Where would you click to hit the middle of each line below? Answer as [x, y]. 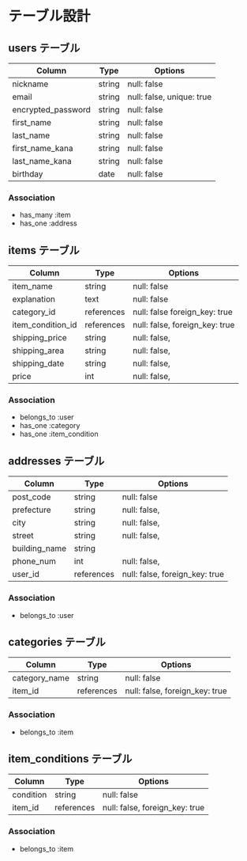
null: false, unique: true [169, 97]
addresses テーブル [56, 461]
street [23, 536]
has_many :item [45, 215]
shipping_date [38, 363]
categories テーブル [57, 642]
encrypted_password [51, 110]
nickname [30, 84]
